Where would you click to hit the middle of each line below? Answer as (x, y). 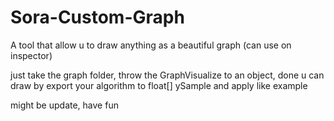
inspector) (31, 55)
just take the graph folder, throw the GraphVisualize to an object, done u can (167, 75)
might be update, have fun (64, 105)
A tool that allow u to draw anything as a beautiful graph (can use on (151, 45)
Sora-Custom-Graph (97, 17)
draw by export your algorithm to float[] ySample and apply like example (159, 85)
